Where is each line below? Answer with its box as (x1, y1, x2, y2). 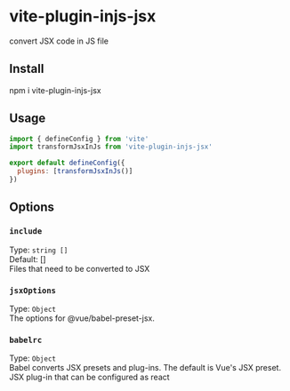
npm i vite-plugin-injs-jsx (9, 84, 101, 95)
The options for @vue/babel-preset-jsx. (9, 313, 156, 323)
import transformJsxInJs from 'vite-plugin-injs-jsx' (9, 142, 213, 152)
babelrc (9, 335, 43, 345)
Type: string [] (9, 244, 68, 255)
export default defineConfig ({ (9, 158, 125, 168)
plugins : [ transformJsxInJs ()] (17, 167, 133, 176)
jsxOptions (9, 285, 56, 295)
